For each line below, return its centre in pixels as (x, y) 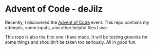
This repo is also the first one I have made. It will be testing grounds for (76, 37)
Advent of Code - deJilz (54, 9)
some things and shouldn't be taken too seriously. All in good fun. (71, 42)
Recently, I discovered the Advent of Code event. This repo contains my (77, 22)
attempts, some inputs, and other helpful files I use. (57, 27)
